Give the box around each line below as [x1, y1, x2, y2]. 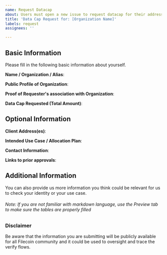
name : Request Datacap [5, 7, 52, 12]
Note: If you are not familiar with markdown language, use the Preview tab [5, 201, 158, 207]
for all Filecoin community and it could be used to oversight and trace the [5, 239, 155, 245]
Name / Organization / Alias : [5, 71, 65, 77]
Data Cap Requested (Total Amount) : [5, 100, 83, 106]
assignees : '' [5, 26, 35, 31]
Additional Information [5, 171, 77, 180]
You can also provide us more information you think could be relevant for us [5, 185, 161, 191]
